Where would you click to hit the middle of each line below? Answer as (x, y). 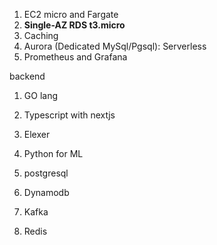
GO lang (40, 95)
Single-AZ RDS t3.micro (74, 25)
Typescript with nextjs (69, 115)
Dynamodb (46, 192)
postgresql (46, 173)
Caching (41, 35)
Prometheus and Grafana (75, 57)
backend (27, 76)
